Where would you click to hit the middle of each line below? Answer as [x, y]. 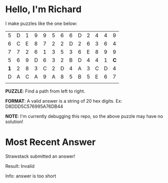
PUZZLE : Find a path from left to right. [45, 91]
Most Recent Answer [50, 142]
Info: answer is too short [31, 176]
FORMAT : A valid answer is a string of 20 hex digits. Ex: [64, 101]
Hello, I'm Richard [44, 9]
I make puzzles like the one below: [41, 23]
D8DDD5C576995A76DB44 [34, 106]
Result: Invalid [20, 166]
